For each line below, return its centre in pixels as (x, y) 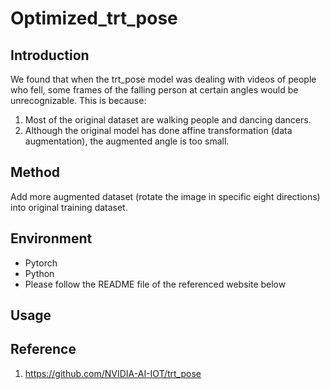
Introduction (50, 55)
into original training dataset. (69, 207)
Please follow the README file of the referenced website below (155, 284)
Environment (51, 238)
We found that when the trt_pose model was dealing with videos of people (163, 79)
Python (39, 273)
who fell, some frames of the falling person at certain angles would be (154, 90)
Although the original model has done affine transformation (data (158, 130)
